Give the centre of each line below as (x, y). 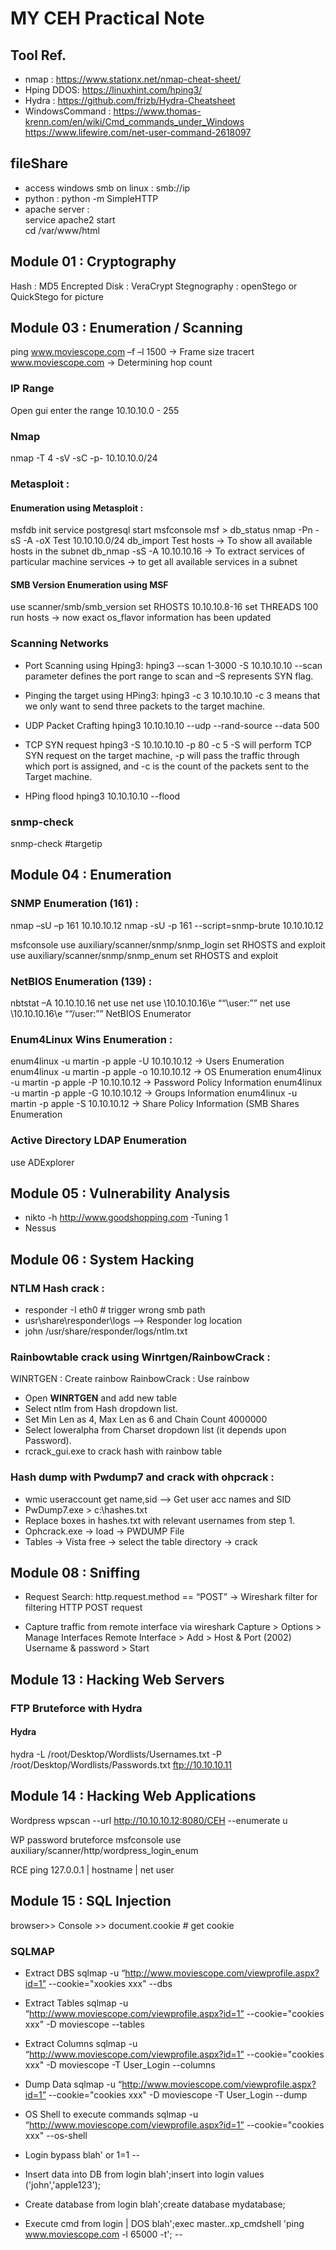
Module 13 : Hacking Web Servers (117, 1679)
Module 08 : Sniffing (75, 1573)
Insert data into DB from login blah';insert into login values (144, 2174)
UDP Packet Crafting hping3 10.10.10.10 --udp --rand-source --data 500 (172, 725)
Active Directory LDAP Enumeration (99, 1140)
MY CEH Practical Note (107, 18)
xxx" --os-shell (56, 2135)
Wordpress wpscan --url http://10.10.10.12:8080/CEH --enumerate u (149, 1820)
